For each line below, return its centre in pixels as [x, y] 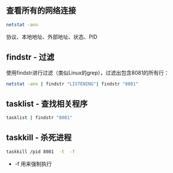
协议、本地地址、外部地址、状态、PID [52, 37]
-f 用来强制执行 [33, 164]
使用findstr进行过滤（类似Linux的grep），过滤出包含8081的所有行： [88, 72]
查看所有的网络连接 [41, 11]
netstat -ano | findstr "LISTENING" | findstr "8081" [72, 84]
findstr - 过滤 [30, 57]
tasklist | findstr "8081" [39, 118]
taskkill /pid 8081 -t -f [41, 152]
